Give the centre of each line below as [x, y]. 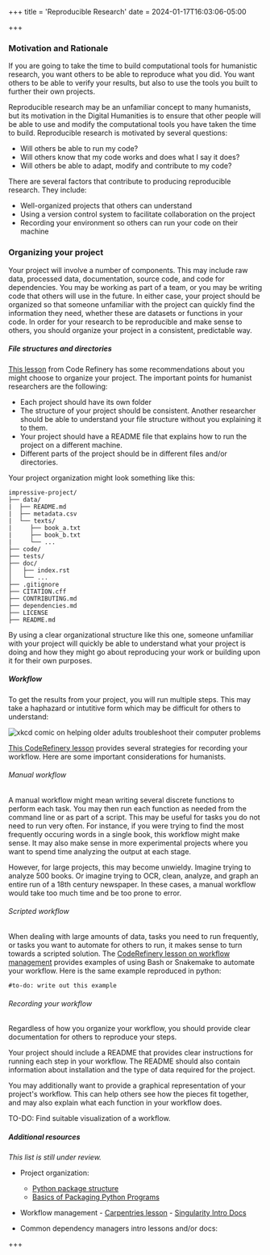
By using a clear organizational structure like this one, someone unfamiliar [131, 634]
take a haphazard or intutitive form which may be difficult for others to [125, 708]
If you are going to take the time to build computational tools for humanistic [133, 66]
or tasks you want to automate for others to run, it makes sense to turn [125, 945]
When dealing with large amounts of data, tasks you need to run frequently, [134, 936]
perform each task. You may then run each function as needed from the [128, 808]
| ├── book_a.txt [45, 528]
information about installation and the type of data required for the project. [132, 1070]
